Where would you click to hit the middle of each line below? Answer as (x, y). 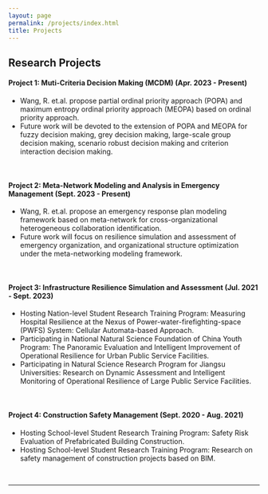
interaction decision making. (66, 151)
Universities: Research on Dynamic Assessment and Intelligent (122, 373)
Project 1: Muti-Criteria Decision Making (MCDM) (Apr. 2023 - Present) (128, 83)
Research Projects (55, 63)
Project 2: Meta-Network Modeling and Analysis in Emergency (114, 185)
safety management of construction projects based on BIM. (118, 458)
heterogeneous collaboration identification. (91, 229)
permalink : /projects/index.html (64, 23)
